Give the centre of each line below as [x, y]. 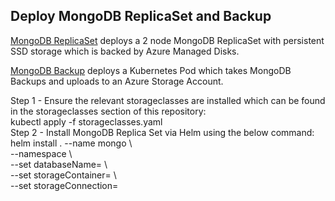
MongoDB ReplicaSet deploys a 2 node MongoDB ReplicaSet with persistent [167, 40]
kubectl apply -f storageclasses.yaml [86, 121]
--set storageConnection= [64, 185]
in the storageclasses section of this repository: [108, 111]
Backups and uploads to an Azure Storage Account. [117, 81]
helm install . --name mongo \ [71, 143]
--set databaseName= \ [59, 164]
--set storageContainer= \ [63, 175]
